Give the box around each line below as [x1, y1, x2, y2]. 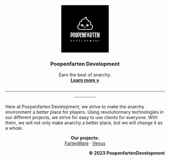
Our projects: [70, 135, 100, 141]
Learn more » [70, 77, 100, 83]
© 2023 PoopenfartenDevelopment [89, 150, 165, 156]
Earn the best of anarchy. [59, 72, 111, 78]
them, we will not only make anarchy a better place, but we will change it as [5, 120, 163, 126]
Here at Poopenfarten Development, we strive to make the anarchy [5, 103, 145, 110]
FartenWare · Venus [64, 140, 106, 146]
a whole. [5, 125, 23, 131]
